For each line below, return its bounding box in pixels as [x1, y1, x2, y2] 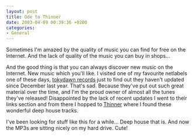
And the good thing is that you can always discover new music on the [6, 64, 173, 71]
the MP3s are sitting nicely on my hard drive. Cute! [6, 125, 128, 132]
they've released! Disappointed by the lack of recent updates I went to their [6, 94, 187, 102]
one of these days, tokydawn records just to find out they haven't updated [6, 76, 184, 83]
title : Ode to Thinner [6, 14, 61, 20]
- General [6, 30, 30, 36]
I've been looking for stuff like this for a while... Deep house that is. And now [6, 118, 190, 125]
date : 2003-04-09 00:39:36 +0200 [6, 19, 88, 25]
